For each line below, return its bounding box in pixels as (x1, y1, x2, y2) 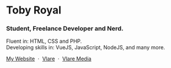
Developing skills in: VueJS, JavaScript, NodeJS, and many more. (6, 44, 165, 51)
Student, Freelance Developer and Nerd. (6, 25, 124, 33)
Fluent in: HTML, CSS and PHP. (6, 38, 83, 45)
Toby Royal (6, 4, 62, 17)
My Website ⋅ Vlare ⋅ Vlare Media (6, 55, 91, 62)
